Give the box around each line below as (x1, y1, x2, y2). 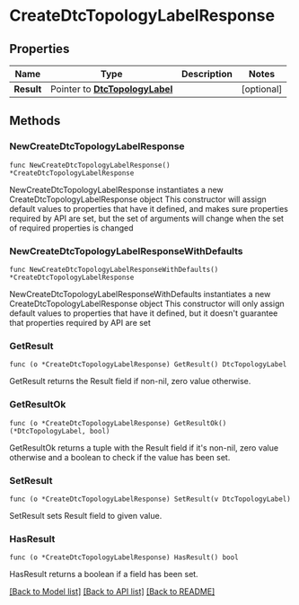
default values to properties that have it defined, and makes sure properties (9, 203, 289, 214)
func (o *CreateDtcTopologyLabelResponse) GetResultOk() (9, 418, 227, 427)
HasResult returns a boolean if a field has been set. (9, 569, 199, 580)
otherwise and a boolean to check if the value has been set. (9, 452, 231, 462)
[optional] (241, 83, 283, 95)
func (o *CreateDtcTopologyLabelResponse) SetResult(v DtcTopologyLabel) (9, 495, 292, 504)
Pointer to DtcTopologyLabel (50, 83, 173, 95)
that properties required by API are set (9, 317, 151, 328)
